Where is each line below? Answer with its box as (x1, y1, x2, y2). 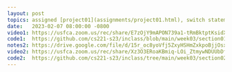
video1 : (7, 29, 30, 36)
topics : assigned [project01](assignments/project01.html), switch (7, 16, 206, 23)
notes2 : (7, 42, 30, 49)
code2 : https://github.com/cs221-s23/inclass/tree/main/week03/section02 (7, 55, 227, 62)
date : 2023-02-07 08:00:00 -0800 (7, 23, 110, 29)
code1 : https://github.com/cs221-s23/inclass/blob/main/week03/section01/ (7, 36, 230, 43)
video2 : (7, 49, 30, 56)
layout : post (7, 10, 45, 17)
